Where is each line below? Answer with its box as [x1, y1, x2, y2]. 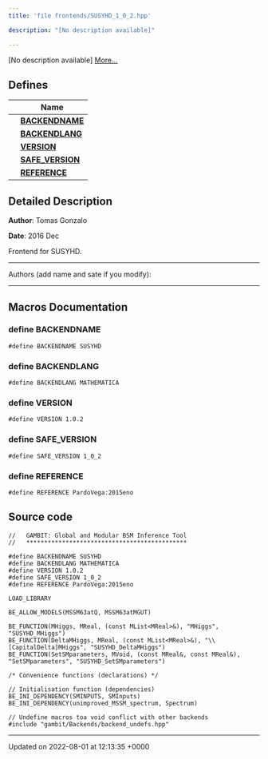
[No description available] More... [8, 55, 118, 65]
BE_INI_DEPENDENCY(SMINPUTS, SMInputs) [8, 692, 141, 700]
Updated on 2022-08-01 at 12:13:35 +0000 [8, 741, 150, 751]
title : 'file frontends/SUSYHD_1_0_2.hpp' [8, 11, 152, 20]
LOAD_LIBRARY [8, 594, 52, 602]
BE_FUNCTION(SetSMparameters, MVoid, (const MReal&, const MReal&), [8, 650, 241, 658]
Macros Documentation [8, 300, 128, 314]
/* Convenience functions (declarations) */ [8, 671, 159, 679]
